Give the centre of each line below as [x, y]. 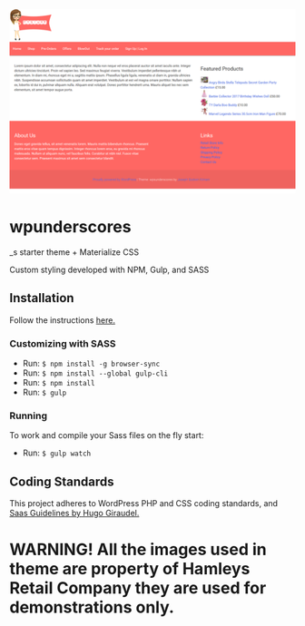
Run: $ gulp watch [57, 453]
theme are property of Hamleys [130, 569]
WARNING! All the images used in [138, 550]
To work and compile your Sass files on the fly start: [107, 435]
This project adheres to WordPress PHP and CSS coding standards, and [144, 503]
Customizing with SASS [63, 343]
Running [29, 416]
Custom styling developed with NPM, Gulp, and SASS [109, 269]
